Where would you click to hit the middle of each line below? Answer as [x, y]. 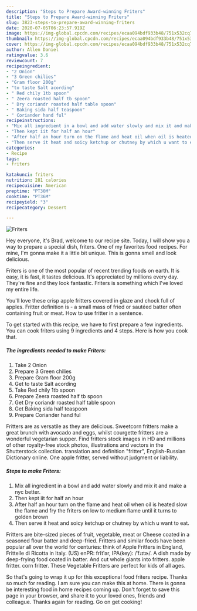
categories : [21, 148]
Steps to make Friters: [34, 471]
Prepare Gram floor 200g [45, 378]
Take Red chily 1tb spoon [45, 390]
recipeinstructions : [31, 121]
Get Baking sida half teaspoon [51, 409]
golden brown [31, 517]
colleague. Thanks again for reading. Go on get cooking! [74, 602]
